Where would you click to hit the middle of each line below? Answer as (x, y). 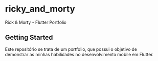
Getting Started (29, 38)
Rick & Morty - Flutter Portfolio (36, 22)
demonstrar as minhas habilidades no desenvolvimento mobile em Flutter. (79, 54)
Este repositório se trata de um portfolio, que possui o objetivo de (71, 49)
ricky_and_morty (40, 9)
